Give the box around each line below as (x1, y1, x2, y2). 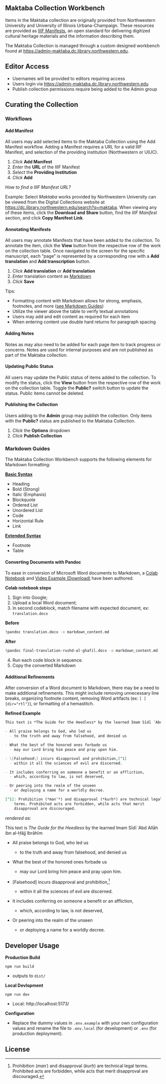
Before (5, 620, 20, 626)
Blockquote (12, 497, 36, 503)
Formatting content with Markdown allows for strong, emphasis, (12, 298, 142, 304)
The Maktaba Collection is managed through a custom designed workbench (5, 42, 160, 49)
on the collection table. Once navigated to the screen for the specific (5, 248, 145, 254)
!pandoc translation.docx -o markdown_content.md (5, 630, 110, 635)
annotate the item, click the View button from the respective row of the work (5, 243, 161, 249)
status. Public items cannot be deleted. (5, 390, 84, 396)
